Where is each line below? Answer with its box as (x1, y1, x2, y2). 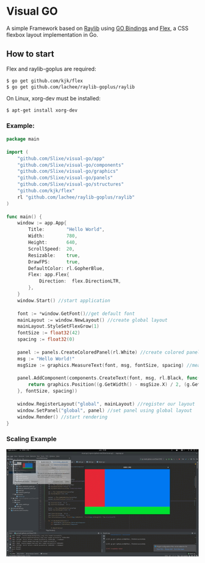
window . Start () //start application (17, 297, 111, 304)
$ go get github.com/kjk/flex (6, 78, 84, 84)
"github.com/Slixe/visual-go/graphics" (17, 168, 119, 175)
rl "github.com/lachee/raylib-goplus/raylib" (17, 194, 135, 200)
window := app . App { (17, 220, 67, 226)
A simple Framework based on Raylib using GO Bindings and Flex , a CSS (6, 25, 189, 32)
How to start (6, 49, 54, 59)
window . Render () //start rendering (17, 414, 108, 420)
